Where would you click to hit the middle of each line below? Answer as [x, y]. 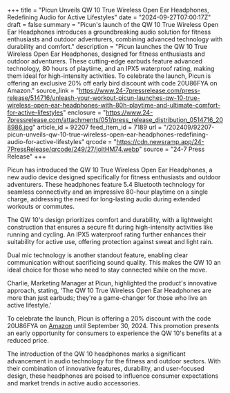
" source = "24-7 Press [172, 149]
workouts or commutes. [41, 206]
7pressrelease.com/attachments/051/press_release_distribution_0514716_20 [115, 120]
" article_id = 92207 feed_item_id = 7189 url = [97, 127]
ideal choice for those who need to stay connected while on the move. [107, 270]
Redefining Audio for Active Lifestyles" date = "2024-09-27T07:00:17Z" [109, 17]
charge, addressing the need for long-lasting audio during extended [104, 199]
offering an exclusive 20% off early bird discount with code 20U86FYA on [112, 83]
